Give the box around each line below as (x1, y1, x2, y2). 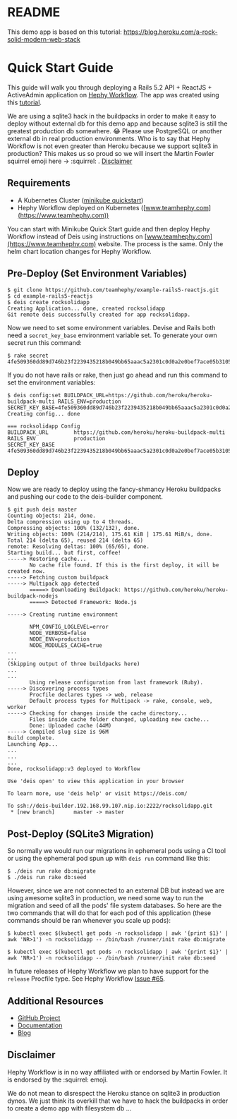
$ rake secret (7, 352, 49, 359)
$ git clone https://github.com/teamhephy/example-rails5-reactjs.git (7, 286, 219, 294)
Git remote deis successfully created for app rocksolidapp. (7, 311, 191, 318)
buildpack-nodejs (7, 593, 59, 600)
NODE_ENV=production (29, 636, 90, 643)
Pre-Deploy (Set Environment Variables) (7, 267, 187, 279)
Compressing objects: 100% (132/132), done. (7, 525, 140, 532)
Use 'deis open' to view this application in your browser (7, 778, 185, 785)
